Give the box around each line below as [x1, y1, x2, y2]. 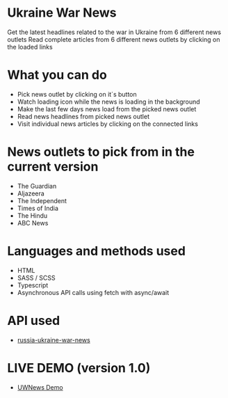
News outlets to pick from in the [7, 144, 195, 160]
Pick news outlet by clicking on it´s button [17, 90, 137, 98]
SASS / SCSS [17, 273, 56, 282]
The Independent [17, 196, 67, 205]
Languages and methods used [7, 244, 186, 259]
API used [7, 312, 60, 328]
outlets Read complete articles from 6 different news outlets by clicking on [7, 35, 220, 43]
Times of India [17, 204, 59, 212]
